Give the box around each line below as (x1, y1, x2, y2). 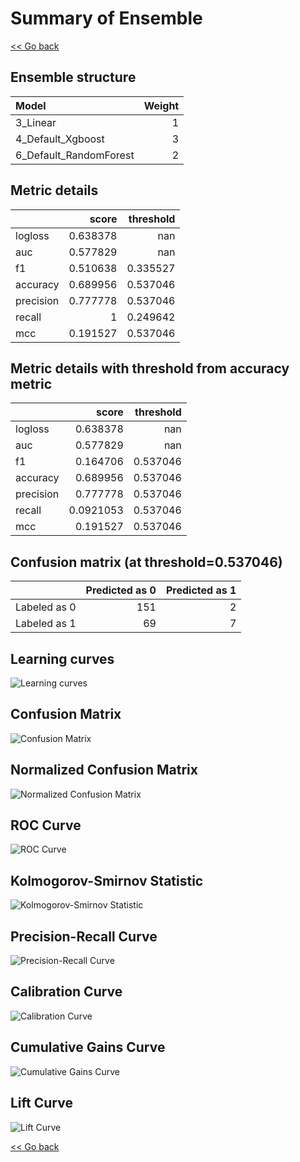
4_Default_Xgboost (15, 132, 105, 146)
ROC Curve (10, 817, 82, 834)
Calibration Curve (10, 983, 123, 1001)
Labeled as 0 (15, 600, 77, 614)
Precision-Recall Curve (10, 928, 158, 945)
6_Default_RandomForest (15, 148, 135, 162)
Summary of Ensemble (10, 7, 203, 30)
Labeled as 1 (15, 617, 77, 631)
